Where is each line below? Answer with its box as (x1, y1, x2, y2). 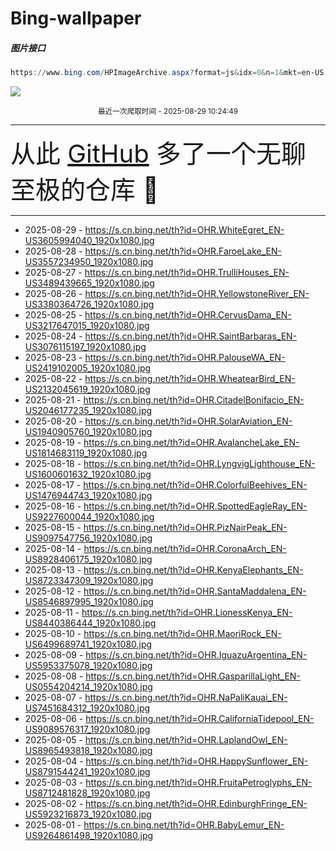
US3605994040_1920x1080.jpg (24, 235, 155, 247)
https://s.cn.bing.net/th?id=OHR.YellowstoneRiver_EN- (84, 288, 310, 300)
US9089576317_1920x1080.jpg (24, 723, 151, 736)
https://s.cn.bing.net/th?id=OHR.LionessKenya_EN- (81, 607, 293, 619)
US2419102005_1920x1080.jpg (24, 362, 152, 374)
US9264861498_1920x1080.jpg (24, 830, 154, 842)
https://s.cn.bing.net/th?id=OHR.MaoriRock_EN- (83, 628, 282, 640)
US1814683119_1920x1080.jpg (24, 447, 148, 459)
